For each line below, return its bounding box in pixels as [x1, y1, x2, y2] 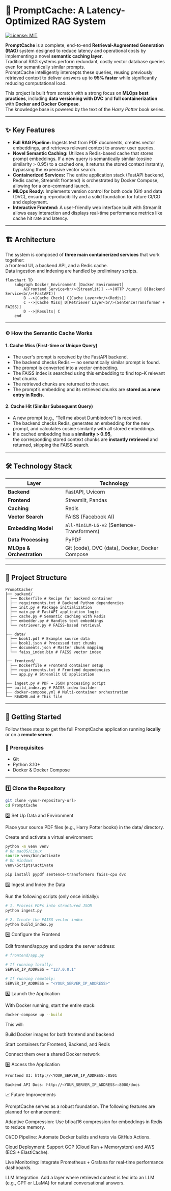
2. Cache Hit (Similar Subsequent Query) [5, 403, 93, 409]
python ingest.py [5, 908, 42, 913]
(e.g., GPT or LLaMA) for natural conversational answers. [5, 1180, 125, 1186]
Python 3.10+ [12, 761, 41, 767]
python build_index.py [5, 922, 53, 927]
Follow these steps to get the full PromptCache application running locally [5, 726, 161, 732]
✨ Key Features [5, 126, 55, 135]
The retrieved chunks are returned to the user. [12, 381, 110, 387]
